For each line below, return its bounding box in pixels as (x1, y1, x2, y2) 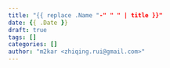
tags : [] (8, 33, 37, 41)
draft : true (8, 26, 47, 34)
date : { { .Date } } (8, 19, 68, 27)
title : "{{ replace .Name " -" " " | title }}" (8, 11, 163, 20)
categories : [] (8, 41, 58, 48)
